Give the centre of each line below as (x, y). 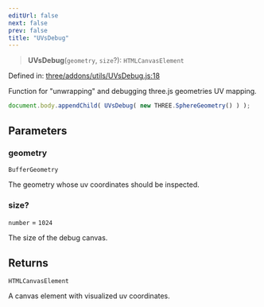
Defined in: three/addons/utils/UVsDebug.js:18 (84, 76)
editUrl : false (33, 16)
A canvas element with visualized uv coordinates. (89, 296)
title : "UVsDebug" (39, 38)
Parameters (38, 131)
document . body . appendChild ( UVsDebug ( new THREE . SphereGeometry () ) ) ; (129, 106)
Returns (29, 263)
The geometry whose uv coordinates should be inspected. (104, 185)
